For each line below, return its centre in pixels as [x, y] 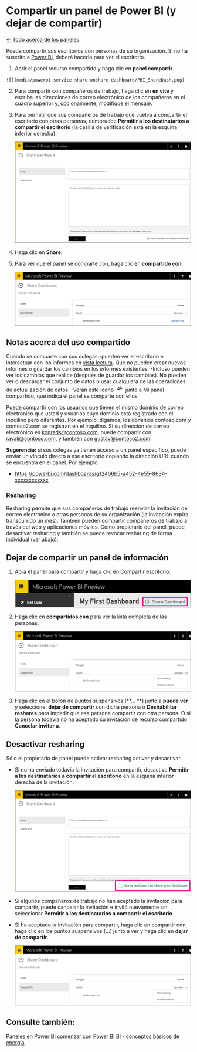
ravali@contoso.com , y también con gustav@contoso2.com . [79, 439]
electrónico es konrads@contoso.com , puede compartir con [79, 432]
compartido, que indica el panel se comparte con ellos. [73, 396]
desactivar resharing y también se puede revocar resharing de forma [89, 533]
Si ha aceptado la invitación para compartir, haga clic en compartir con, [101, 925]
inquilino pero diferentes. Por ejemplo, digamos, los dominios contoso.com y [98, 420]
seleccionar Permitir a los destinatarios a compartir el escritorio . [94, 914]
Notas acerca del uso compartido [68, 342]
